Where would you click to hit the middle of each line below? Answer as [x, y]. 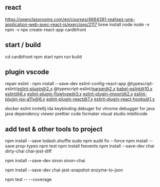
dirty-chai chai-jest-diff [28, 151]
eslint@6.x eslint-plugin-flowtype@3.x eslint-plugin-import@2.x [69, 94]
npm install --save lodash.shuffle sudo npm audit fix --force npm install [77, 141]
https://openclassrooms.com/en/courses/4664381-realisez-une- [70, 19]
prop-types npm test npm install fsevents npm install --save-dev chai [85, 146]
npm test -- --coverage [28, 180]
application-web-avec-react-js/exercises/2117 [51, 24]
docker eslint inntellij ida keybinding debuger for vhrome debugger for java [80, 109]
